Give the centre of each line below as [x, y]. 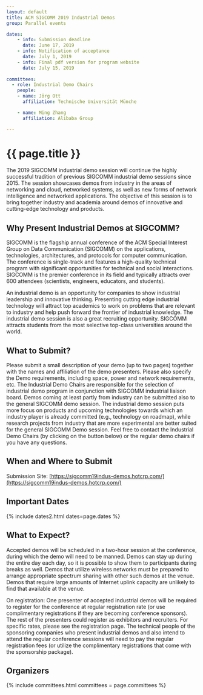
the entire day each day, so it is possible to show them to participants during [101, 563]
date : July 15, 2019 [48, 68]
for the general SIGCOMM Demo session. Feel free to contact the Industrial [100, 430]
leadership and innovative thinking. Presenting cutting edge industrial [93, 299]
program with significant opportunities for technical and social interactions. [100, 268]
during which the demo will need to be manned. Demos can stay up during [99, 556]
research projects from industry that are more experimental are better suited [101, 423]
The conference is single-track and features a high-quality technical [92, 262]
